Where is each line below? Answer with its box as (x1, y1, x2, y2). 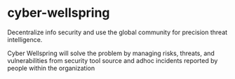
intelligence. (7, 35, 43, 43)
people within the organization (7, 64, 95, 72)
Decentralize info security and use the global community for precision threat (7, 28, 228, 36)
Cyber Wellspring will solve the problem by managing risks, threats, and (7, 49, 215, 57)
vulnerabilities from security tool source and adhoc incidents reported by (7, 56, 218, 64)
